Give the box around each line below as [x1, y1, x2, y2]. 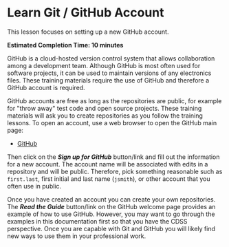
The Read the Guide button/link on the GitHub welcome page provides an [7, 202, 216, 211]
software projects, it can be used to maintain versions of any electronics [7, 69, 212, 77]
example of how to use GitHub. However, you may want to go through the [7, 210, 215, 218]
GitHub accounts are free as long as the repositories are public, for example [7, 96, 222, 105]
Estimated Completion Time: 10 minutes [7, 41, 124, 49]
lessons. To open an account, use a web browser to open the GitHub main [7, 118, 217, 127]
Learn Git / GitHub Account [7, 5, 164, 21]
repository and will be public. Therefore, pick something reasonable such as [7, 167, 223, 175]
